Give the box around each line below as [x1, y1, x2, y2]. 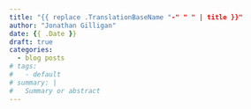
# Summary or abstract [9, 86, 101, 95]
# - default [9, 70, 62, 79]
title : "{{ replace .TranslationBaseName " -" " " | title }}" [9, 12, 243, 22]
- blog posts [17, 54, 65, 62]
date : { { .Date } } [9, 29, 77, 38]
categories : [9, 46, 53, 54]
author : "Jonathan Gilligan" [9, 21, 117, 30]
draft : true [9, 37, 53, 47]
